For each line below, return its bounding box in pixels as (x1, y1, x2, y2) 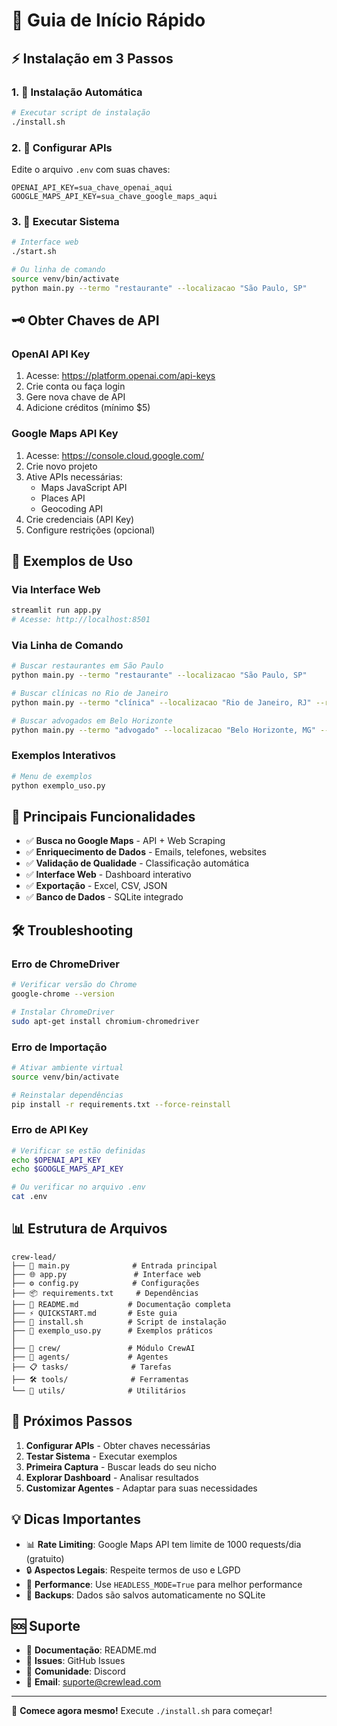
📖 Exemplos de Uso (11, 552, 134, 569)
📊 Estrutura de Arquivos (11, 1220, 168, 1238)
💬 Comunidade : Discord (25, 1665, 126, 1678)
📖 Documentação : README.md (25, 1644, 157, 1656)
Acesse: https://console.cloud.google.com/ (25, 449, 205, 461)
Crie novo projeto (25, 460, 98, 472)
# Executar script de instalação (11, 107, 151, 118)
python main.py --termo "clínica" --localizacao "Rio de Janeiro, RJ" (11, 697, 312, 708)
